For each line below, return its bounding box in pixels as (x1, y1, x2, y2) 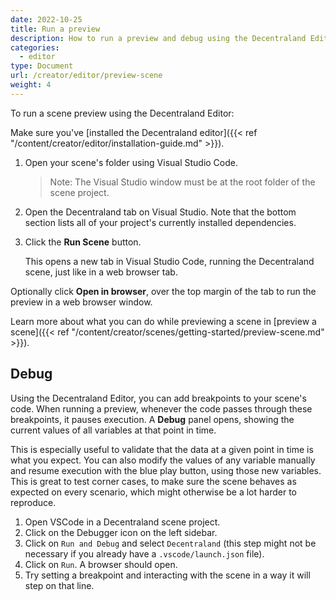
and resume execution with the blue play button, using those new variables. (10, 464, 322, 476)
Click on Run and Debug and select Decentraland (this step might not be (24, 537, 317, 549)
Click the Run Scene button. (24, 236, 142, 248)
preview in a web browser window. (10, 296, 153, 308)
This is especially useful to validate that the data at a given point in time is (10, 443, 314, 455)
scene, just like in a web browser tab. (24, 266, 178, 278)
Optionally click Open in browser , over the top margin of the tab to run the (10, 285, 317, 297)
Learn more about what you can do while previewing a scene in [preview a (10, 315, 317, 327)
